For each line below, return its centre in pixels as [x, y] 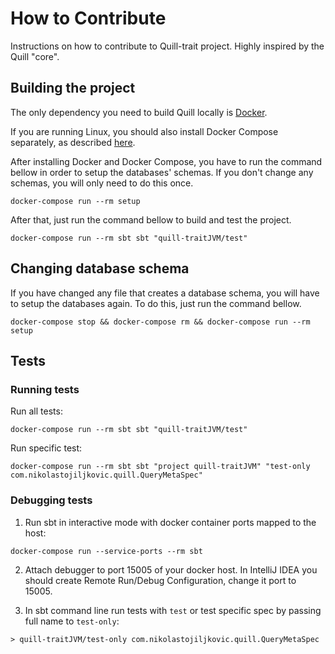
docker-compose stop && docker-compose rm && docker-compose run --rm [160, 322]
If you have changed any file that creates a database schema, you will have [165, 293]
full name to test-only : [72, 621]
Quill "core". [35, 56]
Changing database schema [100, 268]
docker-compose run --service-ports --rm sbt [106, 551]
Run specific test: [46, 448]
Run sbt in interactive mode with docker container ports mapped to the [170, 522]
